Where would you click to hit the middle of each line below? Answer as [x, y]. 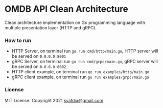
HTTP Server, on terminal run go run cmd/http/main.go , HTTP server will [85, 51]
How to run [18, 40]
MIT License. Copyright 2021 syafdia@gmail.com [54, 100]
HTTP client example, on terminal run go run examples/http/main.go [81, 72]
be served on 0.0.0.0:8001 [39, 56]
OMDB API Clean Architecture [66, 9]
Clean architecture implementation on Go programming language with [75, 22]
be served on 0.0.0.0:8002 [39, 66]
